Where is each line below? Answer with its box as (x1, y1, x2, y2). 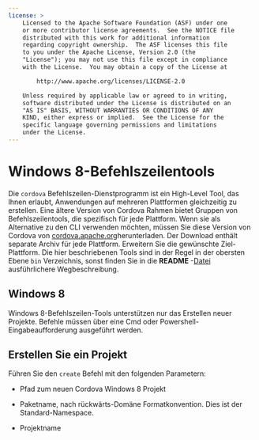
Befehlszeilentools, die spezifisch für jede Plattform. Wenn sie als (8, 214, 221, 223)
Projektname (19, 423, 62, 433)
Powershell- (160, 317, 200, 326)
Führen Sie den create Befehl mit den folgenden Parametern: (8, 369, 207, 378)
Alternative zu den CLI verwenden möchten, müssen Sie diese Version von (8, 222, 251, 232)
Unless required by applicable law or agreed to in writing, (22, 92, 227, 100)
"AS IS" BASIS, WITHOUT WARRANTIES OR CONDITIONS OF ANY (22, 106, 214, 115)
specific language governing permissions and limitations (22, 121, 217, 129)
